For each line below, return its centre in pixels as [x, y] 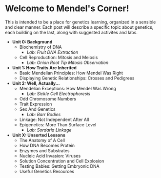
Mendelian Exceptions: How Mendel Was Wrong [68, 88]
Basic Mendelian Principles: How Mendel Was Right [71, 73]
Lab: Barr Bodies [44, 114]
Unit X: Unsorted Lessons [39, 135]
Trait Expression [36, 104]
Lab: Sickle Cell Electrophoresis [59, 94]
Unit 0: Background [32, 41]
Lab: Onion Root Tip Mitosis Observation [68, 62]
